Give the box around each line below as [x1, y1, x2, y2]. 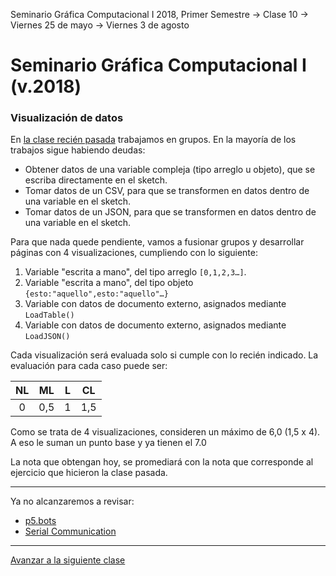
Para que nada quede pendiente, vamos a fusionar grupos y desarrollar [10, 236, 305, 248]
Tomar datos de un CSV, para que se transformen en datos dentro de [24, 185, 310, 197]
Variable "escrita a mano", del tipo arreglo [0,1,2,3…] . [24, 266, 247, 278]
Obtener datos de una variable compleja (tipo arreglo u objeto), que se [24, 164, 316, 176]
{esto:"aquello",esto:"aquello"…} [24, 289, 169, 299]
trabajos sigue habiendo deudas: [10, 144, 146, 156]
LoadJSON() [24, 332, 71, 342]
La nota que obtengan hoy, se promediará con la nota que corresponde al [10, 456, 314, 468]
